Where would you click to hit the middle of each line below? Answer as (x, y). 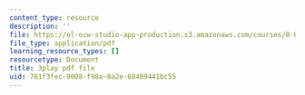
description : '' (40, 26)
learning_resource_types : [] (64, 52)
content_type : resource (54, 18)
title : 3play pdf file (52, 69)
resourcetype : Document (54, 60)
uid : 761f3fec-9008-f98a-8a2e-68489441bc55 (93, 77)
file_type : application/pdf (63, 43)
